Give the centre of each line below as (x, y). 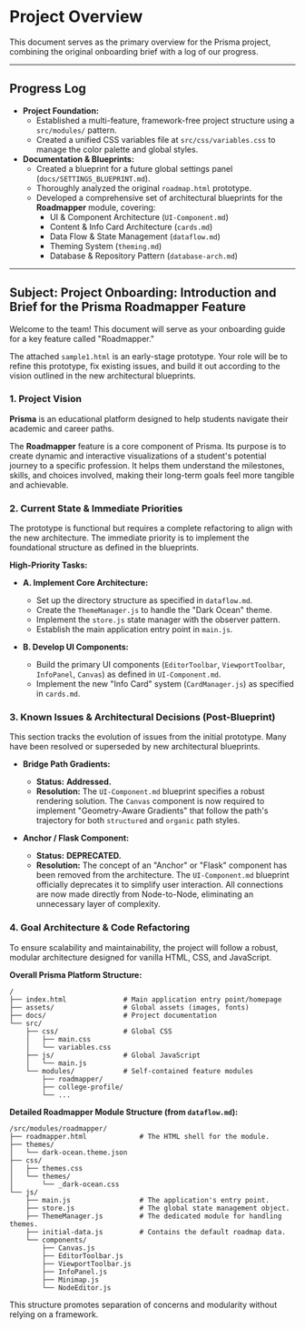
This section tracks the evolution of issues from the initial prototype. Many (148, 737)
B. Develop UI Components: (75, 647)
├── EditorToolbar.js (83, 1256)
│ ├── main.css (59, 1039)
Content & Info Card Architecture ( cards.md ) (131, 227)
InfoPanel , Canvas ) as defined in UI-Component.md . (128, 674)
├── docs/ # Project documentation (113, 1015)
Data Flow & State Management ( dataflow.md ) (135, 236)
